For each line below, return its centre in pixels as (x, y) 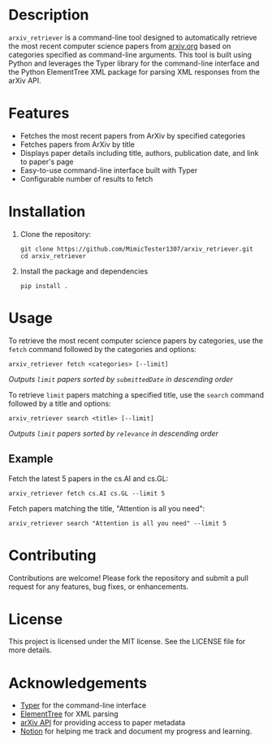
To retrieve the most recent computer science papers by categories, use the (136, 340)
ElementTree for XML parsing (69, 714)
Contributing (52, 555)
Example (31, 459)
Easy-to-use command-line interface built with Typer (109, 170)
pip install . (44, 286)
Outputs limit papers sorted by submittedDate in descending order (121, 379)
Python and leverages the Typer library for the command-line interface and (134, 63)
